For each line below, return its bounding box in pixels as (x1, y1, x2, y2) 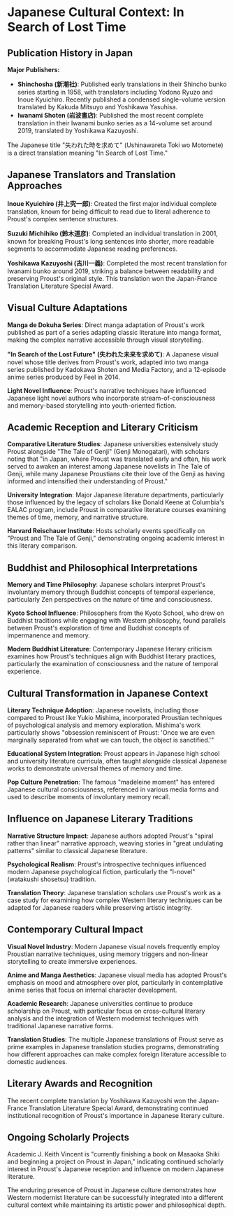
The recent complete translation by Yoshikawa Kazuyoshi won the (7, 1096, 197, 1105)
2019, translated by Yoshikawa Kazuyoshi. (17, 127, 139, 134)
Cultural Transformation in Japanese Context (7, 687, 208, 699)
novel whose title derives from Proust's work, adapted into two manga (7, 358, 210, 366)
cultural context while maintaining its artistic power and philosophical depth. (7, 1201, 226, 1209)
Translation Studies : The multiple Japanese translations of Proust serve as (7, 1035, 224, 1044)
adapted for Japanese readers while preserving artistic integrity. (7, 903, 193, 911)
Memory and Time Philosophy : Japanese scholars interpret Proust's (7, 581, 206, 589)
